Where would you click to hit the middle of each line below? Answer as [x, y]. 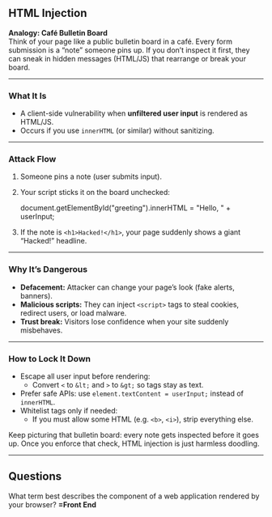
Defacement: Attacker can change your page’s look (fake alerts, [127, 287]
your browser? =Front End [53, 504]
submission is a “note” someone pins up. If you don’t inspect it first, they [129, 50]
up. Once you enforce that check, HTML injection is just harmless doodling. [134, 443]
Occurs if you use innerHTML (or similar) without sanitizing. [117, 131]
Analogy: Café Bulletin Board [58, 32]
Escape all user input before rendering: [85, 376]
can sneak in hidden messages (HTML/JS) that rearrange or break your [127, 58]
